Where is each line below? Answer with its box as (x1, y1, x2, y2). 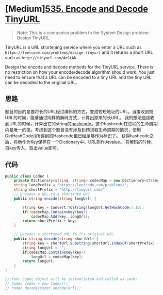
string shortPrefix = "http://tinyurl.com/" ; (14, 187, 108, 192)
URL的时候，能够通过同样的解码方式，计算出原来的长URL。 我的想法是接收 (5, 115, 155, 120)
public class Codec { (5, 174, 49, 179)
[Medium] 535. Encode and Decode (5, 3, 148, 15)
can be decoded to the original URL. (5, 79, 77, 85)
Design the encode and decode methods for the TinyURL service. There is (5, 64, 154, 70)
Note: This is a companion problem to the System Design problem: (16, 30, 150, 35)
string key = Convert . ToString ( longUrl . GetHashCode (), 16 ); (22, 205, 145, 210)
